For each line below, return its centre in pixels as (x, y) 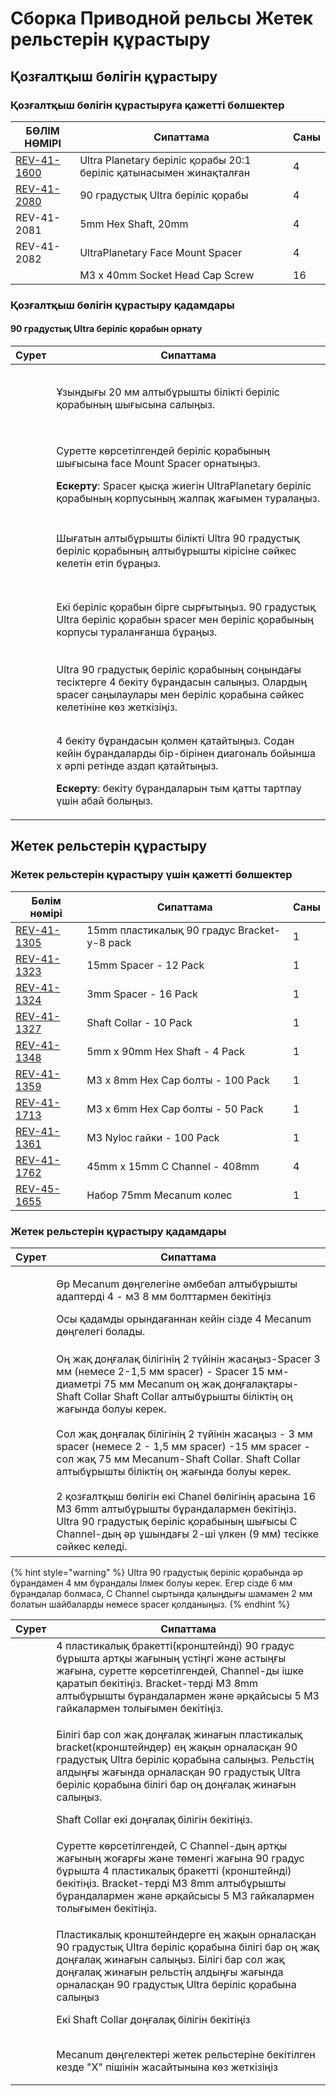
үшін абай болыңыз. (105, 800)
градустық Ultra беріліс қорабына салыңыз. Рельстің (185, 1759)
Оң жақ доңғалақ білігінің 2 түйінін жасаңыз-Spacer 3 (188, 1359)
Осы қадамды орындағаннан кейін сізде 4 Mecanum (184, 1319)
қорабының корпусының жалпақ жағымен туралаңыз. (188, 498)
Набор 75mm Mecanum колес (159, 1195)
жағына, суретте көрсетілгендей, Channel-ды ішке (180, 1670)
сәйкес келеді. (92, 1546)
